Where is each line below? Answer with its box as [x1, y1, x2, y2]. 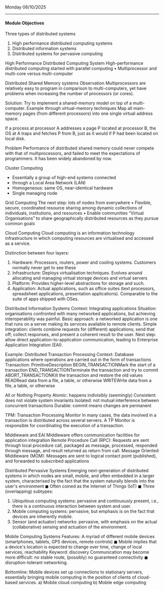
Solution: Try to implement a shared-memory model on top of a [5, 100, 132, 106]
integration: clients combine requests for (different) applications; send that [5, 326, 155, 333]
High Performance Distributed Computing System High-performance [5, 60, 143, 66]
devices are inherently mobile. [12, 513, 73, 519]
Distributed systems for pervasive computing [12, 51, 103, 57]
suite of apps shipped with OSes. [12, 296, 79, 302]
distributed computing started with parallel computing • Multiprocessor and [5, 66, 157, 72]
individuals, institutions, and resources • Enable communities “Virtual [5, 210, 144, 216]
